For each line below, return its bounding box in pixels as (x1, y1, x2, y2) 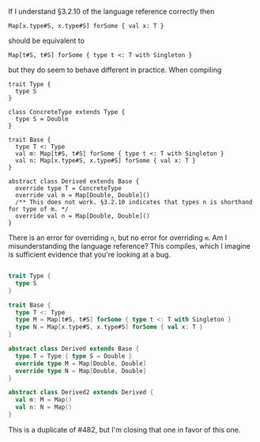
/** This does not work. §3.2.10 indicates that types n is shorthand (15, 198, 253, 206)
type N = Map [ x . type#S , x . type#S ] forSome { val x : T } (15, 323, 203, 331)
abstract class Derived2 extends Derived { (8, 388, 154, 397)
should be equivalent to (8, 36, 85, 45)
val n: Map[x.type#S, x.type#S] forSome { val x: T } (15, 157, 196, 165)
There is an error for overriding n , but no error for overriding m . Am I (8, 233, 228, 242)
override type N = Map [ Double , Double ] (15, 367, 147, 375)
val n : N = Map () (15, 403, 73, 411)
